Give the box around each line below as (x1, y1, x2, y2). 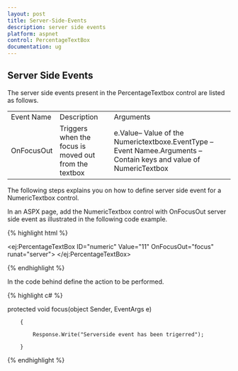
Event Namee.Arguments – (113, 145, 203, 155)
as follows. (7, 96, 39, 104)
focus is (59, 141, 86, 151)
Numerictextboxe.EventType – (113, 136, 214, 146)
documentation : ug (7, 43, 62, 50)
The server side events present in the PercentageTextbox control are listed (7, 88, 225, 96)
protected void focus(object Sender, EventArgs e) (7, 304, 152, 313)
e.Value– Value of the (113, 128, 184, 138)
